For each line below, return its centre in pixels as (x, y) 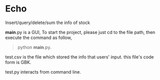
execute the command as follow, (39, 37)
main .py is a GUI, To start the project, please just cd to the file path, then (80, 32)
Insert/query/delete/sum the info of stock (48, 22)
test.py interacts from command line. (43, 72)
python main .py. (34, 47)
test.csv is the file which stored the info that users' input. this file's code (79, 57)
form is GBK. (18, 62)
